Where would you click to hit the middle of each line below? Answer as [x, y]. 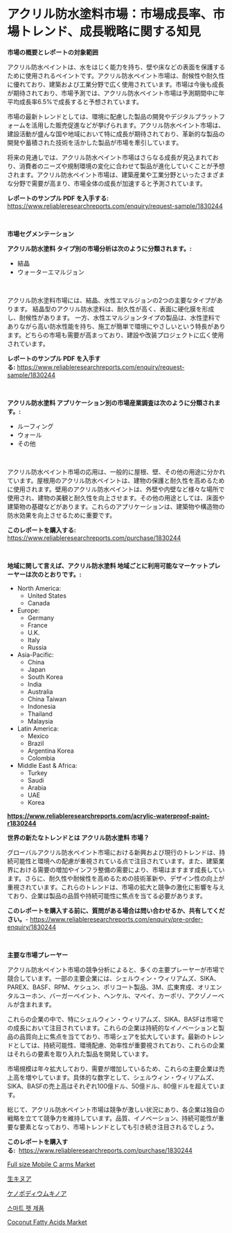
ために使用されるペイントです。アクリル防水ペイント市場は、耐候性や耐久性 [116, 75]
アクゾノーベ [206, 995]
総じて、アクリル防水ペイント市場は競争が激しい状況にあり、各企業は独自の [116, 1109]
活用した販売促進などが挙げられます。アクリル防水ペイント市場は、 [128, 125]
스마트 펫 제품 [26, 1208]
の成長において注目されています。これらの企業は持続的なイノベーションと [113, 1028]
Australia [40, 692]
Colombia [41, 758]
